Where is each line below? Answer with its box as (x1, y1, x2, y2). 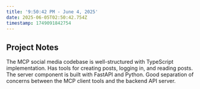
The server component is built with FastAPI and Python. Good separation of (6, 71, 194, 78)
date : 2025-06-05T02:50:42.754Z (6, 14, 87, 20)
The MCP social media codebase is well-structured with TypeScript (6, 58, 173, 66)
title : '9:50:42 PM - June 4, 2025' (6, 8, 98, 15)
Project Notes (6, 42, 59, 52)
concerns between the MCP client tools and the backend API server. (6, 78, 176, 85)
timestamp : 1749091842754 (6, 20, 71, 26)
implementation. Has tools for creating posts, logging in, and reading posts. (6, 64, 193, 72)
